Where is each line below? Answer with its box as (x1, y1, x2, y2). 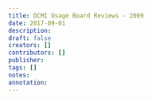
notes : (8, 71, 30, 79)
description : (8, 26, 52, 34)
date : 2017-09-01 (8, 19, 66, 27)
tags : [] (8, 64, 37, 72)
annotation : (8, 78, 48, 86)
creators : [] (8, 42, 52, 49)
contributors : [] (8, 49, 66, 57)
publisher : (8, 57, 45, 65)
